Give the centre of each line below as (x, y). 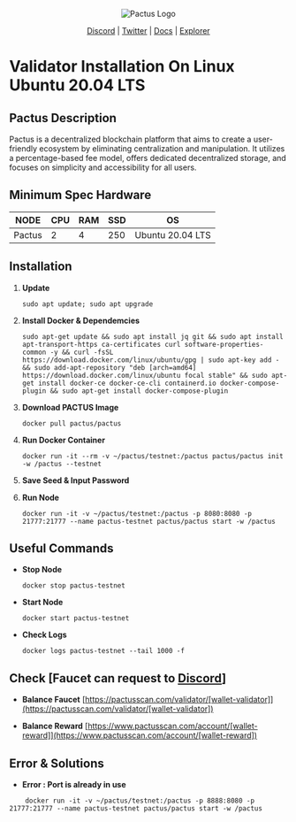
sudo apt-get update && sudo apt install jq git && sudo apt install (153, 336)
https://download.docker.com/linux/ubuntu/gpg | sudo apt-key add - (151, 360)
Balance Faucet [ (53, 700)
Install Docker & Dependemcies (80, 320)
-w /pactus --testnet (61, 464)
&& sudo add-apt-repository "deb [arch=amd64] (109, 367)
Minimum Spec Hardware (80, 195)
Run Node (41, 497)
